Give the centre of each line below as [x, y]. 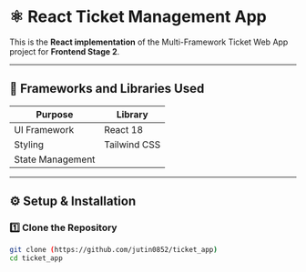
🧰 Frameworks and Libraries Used [107, 89]
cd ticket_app [36, 258]
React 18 [124, 129]
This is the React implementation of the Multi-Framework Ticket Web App [149, 42]
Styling [29, 145]
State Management [55, 159]
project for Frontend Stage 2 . [65, 51]
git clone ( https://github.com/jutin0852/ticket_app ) [114, 250]
